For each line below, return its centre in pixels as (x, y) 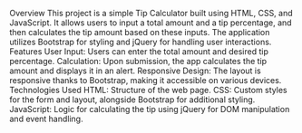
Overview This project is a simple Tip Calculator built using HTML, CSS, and (151, 13)
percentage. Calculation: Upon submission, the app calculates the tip (138, 61)
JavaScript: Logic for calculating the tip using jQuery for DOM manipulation (150, 109)
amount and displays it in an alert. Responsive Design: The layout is (135, 71)
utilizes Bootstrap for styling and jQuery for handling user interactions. (141, 42)
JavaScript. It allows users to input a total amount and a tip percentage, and (151, 23)
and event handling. (46, 119)
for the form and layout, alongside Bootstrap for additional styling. (132, 100)
